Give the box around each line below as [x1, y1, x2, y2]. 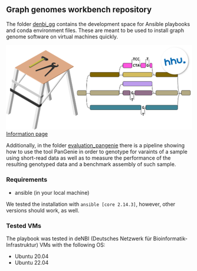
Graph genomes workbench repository [6, 5, 152, 15]
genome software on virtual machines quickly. [6, 33, 119, 40]
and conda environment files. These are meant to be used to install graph [6, 27, 185, 34]
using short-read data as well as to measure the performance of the [6, 154, 171, 162]
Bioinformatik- [153, 235, 188, 242]
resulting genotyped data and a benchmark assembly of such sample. [6, 161, 176, 168]
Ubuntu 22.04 [14, 259, 49, 266]
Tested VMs [6, 221, 41, 230]
